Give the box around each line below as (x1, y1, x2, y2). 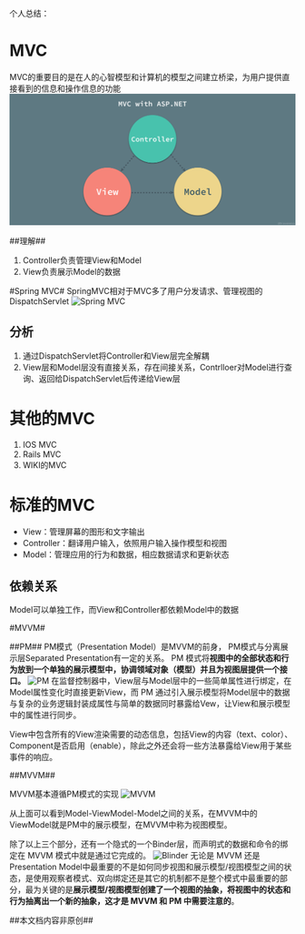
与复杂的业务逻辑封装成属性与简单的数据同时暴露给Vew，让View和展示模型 (9, 698, 290, 709)
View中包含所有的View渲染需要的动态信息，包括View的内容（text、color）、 (9, 729, 293, 740)
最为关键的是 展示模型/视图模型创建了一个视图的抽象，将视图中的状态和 (25, 884, 291, 895)
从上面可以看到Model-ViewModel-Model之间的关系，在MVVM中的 (9, 808, 258, 819)
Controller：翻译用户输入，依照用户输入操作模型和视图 (22, 538, 227, 549)
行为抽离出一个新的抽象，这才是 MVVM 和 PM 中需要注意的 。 (9, 896, 240, 907)
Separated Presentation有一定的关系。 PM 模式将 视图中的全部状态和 (25, 653, 281, 664)
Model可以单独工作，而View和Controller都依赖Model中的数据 (9, 604, 239, 615)
